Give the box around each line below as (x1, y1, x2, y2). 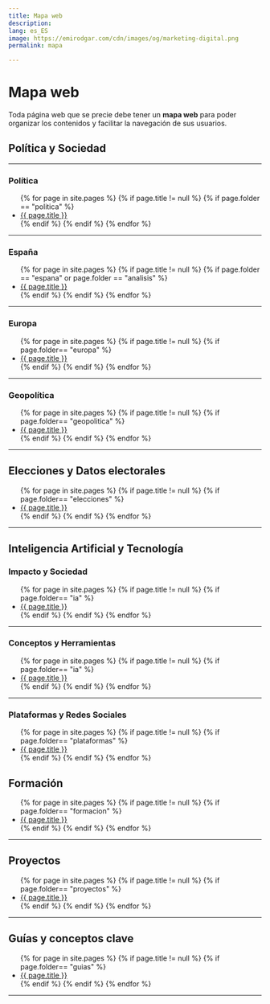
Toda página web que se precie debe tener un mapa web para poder (8, 110, 237, 120)
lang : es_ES (8, 27, 48, 35)
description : (8, 19, 52, 27)
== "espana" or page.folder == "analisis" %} (19, 273, 168, 283)
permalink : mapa (8, 42, 63, 50)
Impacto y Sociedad (8, 566, 88, 577)
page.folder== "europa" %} (19, 345, 112, 354)
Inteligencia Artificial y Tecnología (8, 542, 184, 555)
